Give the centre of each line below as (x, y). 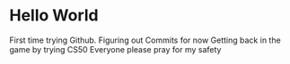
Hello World (54, 16)
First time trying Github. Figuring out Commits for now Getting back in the (145, 40)
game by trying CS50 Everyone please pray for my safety (115, 49)
